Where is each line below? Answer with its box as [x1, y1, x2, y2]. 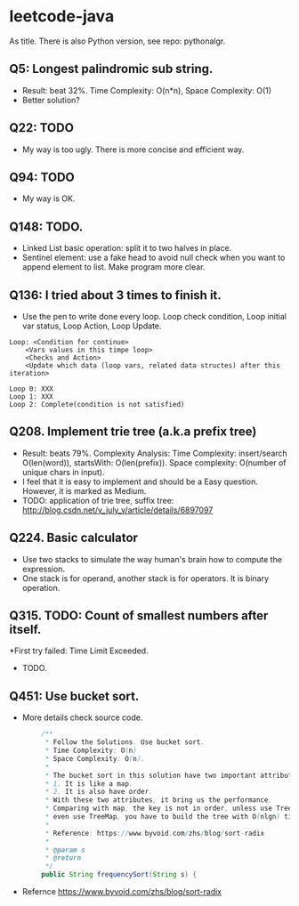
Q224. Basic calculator [9, 530, 138, 546]
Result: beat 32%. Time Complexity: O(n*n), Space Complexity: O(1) [21, 85, 272, 95]
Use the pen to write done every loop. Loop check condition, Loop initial [21, 311, 287, 321]
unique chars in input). [21, 466, 105, 477]
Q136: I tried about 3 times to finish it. [9, 287, 222, 303]
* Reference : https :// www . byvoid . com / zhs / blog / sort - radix [44, 829, 265, 837]
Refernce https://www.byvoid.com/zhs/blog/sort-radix [21, 886, 222, 896]
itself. [9, 622, 42, 637]
